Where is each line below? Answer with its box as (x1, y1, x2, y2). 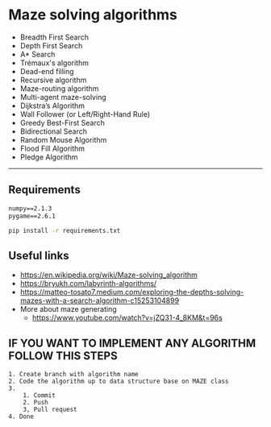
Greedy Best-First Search (19, 118, 105, 127)
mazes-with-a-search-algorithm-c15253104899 (19, 296, 180, 305)
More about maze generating (19, 305, 117, 314)
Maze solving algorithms (8, 6, 177, 24)
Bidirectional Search (19, 126, 87, 136)
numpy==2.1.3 (8, 204, 52, 213)
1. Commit (23, 392, 56, 400)
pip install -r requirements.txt (8, 226, 121, 234)
